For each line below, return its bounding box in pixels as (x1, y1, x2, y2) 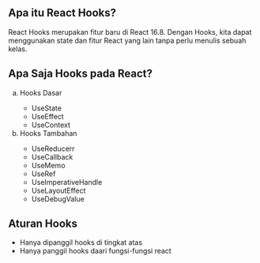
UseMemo (31, 160, 66, 170)
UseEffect (31, 111, 65, 121)
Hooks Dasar (19, 88, 62, 97)
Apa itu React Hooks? (8, 6, 117, 20)
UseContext (31, 120, 71, 130)
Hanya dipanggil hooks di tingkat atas (19, 238, 143, 247)
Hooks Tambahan (19, 128, 77, 137)
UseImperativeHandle (31, 177, 103, 186)
